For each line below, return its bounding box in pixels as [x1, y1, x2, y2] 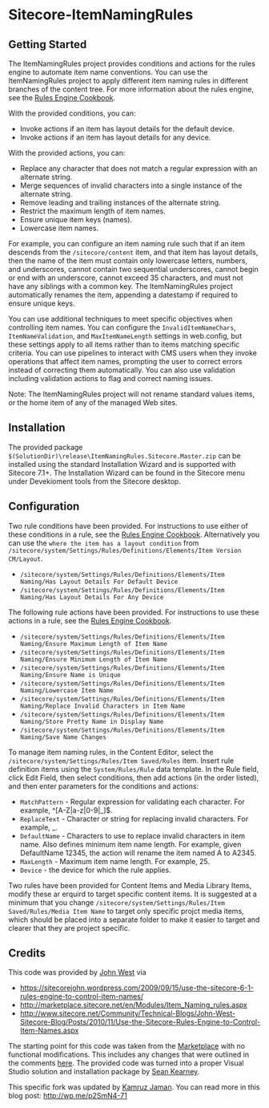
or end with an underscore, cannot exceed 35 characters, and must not [8, 273, 243, 282]
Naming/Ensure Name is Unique [19, 671, 122, 679]
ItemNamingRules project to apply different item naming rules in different [8, 76, 248, 85]
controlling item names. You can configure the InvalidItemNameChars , [8, 323, 236, 332]
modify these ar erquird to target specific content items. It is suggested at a [8, 889, 258, 899]
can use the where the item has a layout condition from [8, 538, 199, 547]
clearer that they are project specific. [8, 923, 130, 932]
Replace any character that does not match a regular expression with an [19, 164, 258, 173]
